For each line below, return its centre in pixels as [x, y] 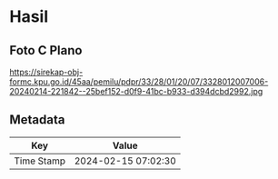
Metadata [37, 120]
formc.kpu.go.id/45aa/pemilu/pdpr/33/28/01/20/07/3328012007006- [139, 82]
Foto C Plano [46, 50]
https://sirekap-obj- [46, 72]
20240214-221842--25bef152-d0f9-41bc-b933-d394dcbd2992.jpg [136, 91]
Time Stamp [40, 161]
